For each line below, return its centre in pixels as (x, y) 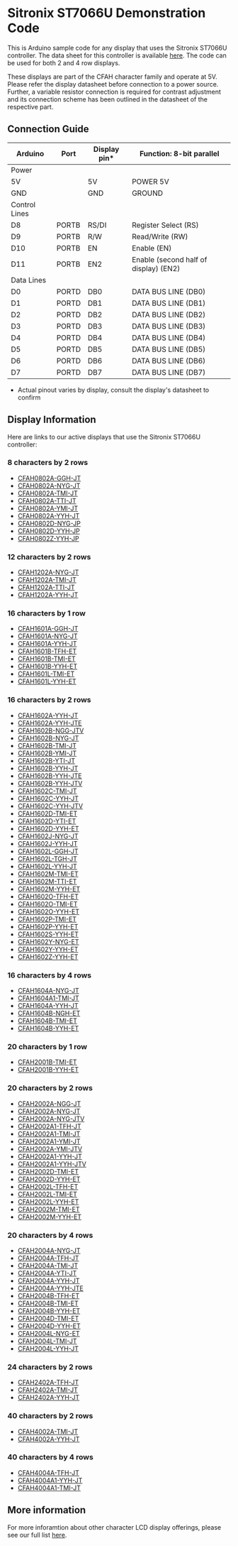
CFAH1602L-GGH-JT (48, 851)
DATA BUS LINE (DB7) (169, 372)
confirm (29, 397)
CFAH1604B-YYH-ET (48, 1029)
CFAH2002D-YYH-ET (49, 1179)
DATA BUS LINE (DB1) (169, 303)
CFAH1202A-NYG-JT (48, 572)
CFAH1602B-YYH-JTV (50, 783)
